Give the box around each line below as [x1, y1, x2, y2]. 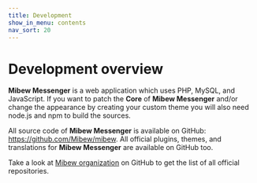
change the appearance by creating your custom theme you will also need [8, 103, 250, 112]
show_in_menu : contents [8, 19, 87, 27]
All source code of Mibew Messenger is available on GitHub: [8, 126, 207, 136]
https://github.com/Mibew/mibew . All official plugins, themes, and [8, 134, 222, 144]
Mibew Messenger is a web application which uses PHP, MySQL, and [8, 86, 235, 95]
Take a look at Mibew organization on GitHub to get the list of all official [8, 158, 240, 167]
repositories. [8, 167, 50, 176]
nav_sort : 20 [8, 26, 51, 34]
